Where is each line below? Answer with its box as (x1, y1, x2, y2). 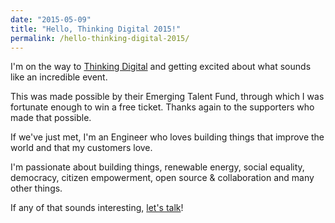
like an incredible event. (10, 71, 108, 83)
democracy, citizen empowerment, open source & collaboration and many (10, 172, 315, 184)
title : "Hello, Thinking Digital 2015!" (10, 24, 182, 34)
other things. (10, 182, 63, 195)
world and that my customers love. (10, 142, 153, 154)
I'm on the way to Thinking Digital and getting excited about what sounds (10, 61, 312, 73)
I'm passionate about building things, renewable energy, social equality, (10, 161, 305, 173)
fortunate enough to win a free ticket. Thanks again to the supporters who (10, 101, 315, 113)
